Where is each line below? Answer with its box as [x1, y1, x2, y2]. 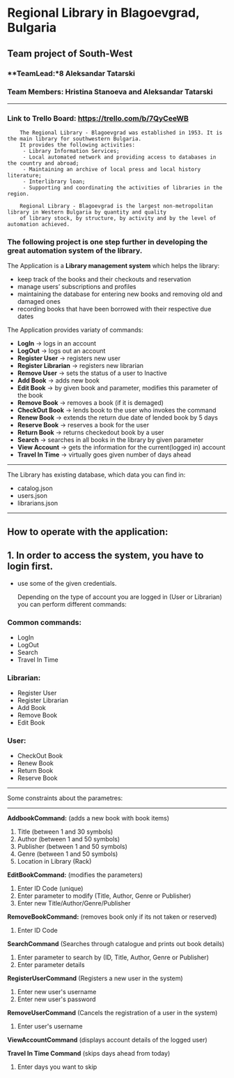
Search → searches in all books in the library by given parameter [17, 436, 204, 444]
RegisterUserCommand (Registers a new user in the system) [7, 974, 183, 982]
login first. [7, 561, 54, 573]
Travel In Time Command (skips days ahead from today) [7, 1049, 171, 1058]
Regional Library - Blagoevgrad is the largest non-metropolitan [19, 202, 214, 210]
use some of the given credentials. [17, 579, 117, 587]
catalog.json [17, 484, 54, 493]
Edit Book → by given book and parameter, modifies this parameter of [17, 384, 218, 392]
